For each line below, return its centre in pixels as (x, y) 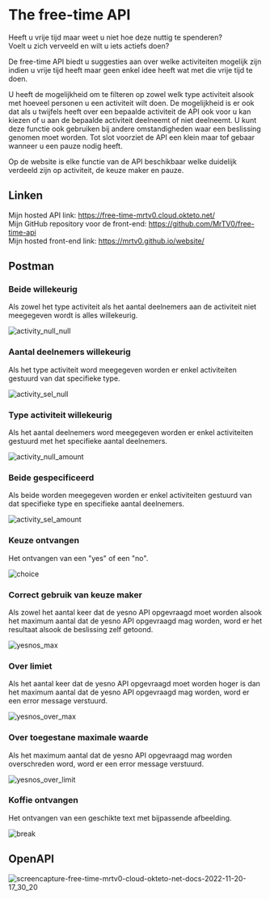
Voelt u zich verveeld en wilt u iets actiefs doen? (89, 45)
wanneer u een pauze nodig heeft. (65, 146)
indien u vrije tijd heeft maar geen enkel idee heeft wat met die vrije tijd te (131, 70)
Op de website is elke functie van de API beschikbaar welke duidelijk (122, 161)
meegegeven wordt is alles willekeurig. (73, 315)
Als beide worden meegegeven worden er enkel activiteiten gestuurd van (130, 496)
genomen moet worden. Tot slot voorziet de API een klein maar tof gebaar (131, 137)
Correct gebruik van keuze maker (76, 594)
